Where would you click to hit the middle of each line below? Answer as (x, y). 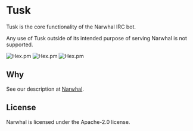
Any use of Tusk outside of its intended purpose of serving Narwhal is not (97, 38)
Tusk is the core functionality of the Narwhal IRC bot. (71, 27)
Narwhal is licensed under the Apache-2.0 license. (68, 122)
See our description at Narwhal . (45, 89)
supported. (20, 44)
